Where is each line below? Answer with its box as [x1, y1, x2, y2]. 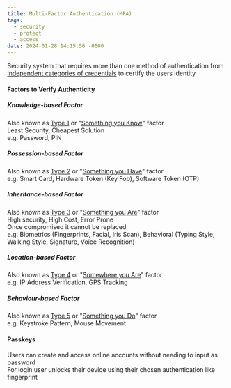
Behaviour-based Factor [7, 294, 80, 303]
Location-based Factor [7, 254, 76, 262]
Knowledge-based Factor [7, 101, 83, 109]
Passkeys [7, 335, 36, 343]
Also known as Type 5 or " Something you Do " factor [7, 311, 157, 320]
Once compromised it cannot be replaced [7, 222, 127, 231]
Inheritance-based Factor [7, 190, 83, 199]
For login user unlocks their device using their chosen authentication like [7, 365, 216, 373]
